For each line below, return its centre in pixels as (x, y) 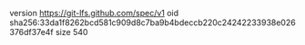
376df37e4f (32, 32)
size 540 (71, 32)
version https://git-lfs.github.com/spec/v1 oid (94, 13)
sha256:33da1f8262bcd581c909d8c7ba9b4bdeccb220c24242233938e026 (152, 22)
